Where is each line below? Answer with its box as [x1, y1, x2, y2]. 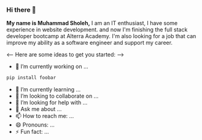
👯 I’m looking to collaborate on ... [15, 92, 99, 100]
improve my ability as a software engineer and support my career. [6, 39, 173, 47]
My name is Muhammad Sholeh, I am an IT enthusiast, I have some [6, 20, 178, 27]
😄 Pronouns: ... [15, 121, 55, 128]
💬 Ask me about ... [15, 106, 62, 113]
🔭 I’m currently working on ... [15, 63, 88, 70]
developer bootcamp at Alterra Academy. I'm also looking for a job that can [6, 33, 196, 40]
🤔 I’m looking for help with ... [15, 99, 88, 106]
